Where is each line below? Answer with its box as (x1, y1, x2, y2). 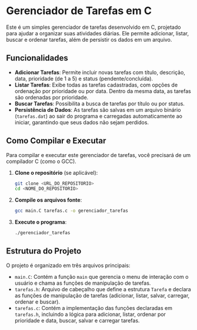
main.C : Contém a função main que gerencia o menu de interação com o (14, 273, 189, 280)
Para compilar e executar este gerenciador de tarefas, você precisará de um (6, 151, 191, 158)
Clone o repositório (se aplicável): (14, 169, 98, 176)
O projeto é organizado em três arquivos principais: (6, 262, 131, 269)
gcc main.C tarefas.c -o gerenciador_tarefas (14, 208, 128, 214)
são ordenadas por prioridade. (14, 94, 89, 101)
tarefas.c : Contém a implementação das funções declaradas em (14, 304, 172, 311)
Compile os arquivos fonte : (14, 196, 82, 204)
